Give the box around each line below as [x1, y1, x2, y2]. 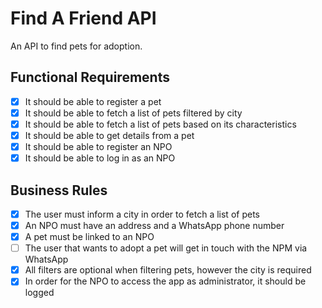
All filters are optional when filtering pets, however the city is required [24, 264, 312, 276]
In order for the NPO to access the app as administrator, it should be [24, 275, 307, 287]
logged [24, 287, 55, 299]
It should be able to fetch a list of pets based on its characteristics [24, 118, 297, 130]
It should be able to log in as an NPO [24, 152, 176, 164]
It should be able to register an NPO [24, 141, 173, 152]
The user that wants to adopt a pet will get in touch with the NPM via [24, 242, 308, 254]
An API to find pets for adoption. [10, 40, 143, 52]
